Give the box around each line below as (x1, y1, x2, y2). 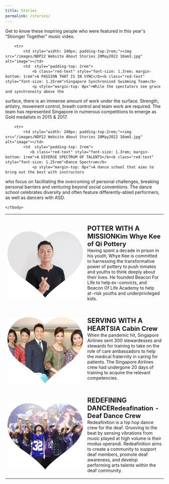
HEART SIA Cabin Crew (87, 324, 158, 332)
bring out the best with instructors (5, 169, 84, 175)
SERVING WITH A (87, 316, 143, 325)
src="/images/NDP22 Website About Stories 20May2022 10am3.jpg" (5, 53, 143, 59)
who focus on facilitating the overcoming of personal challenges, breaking (5, 178, 159, 184)
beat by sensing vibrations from (87, 430, 153, 436)
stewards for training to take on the (87, 343, 160, 349)
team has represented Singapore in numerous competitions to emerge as (5, 108, 157, 114)
